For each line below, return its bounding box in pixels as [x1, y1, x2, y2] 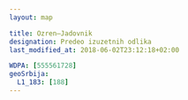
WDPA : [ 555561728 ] [9, 61, 77, 71]
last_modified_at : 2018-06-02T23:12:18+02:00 [9, 45, 179, 54]
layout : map [9, 12, 53, 22]
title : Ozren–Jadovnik [9, 28, 93, 38]
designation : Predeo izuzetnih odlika [9, 37, 152, 46]
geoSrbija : [9, 70, 49, 79]
